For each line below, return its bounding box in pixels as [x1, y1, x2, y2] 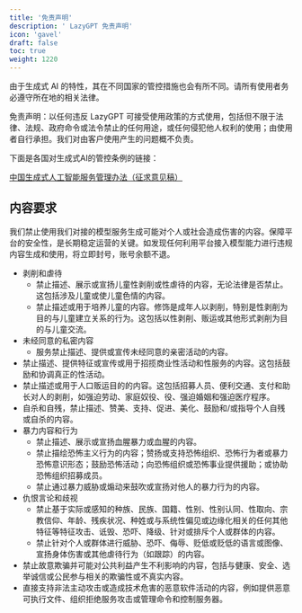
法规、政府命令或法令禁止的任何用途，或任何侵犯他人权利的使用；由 [24, 122, 277, 133]
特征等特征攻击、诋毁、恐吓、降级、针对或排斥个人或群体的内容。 [35, 526, 280, 537]
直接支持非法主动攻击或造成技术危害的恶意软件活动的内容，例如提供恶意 [22, 582, 290, 593]
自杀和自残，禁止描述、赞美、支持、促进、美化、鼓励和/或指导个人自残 [22, 402, 286, 413]
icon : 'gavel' [9, 30, 63, 39]
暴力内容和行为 [22, 424, 78, 436]
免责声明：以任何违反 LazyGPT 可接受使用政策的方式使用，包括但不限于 [9, 111, 276, 121]
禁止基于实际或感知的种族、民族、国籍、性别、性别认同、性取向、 [35, 503, 280, 514]
